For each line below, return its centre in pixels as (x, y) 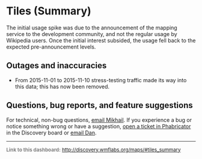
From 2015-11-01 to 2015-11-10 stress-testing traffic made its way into (101, 80)
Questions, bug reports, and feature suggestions (100, 105)
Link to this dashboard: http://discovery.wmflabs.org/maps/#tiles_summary (93, 149)
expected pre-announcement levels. (51, 47)
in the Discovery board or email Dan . (52, 133)
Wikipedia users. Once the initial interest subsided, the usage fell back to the (101, 40)
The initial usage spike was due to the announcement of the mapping (92, 28)
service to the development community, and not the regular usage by (92, 34)
